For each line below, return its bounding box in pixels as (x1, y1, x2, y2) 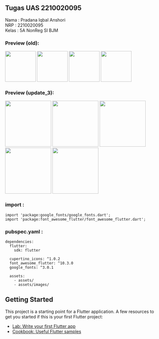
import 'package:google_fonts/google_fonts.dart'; (5, 212, 111, 217)
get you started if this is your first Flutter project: (5, 313, 103, 319)
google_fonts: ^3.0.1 (9, 265, 54, 270)
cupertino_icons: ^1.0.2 (9, 257, 60, 261)
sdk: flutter (14, 248, 41, 253)
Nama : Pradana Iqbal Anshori (5, 17, 66, 23)
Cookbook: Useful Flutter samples (12, 328, 81, 334)
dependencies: (5, 239, 34, 244)
